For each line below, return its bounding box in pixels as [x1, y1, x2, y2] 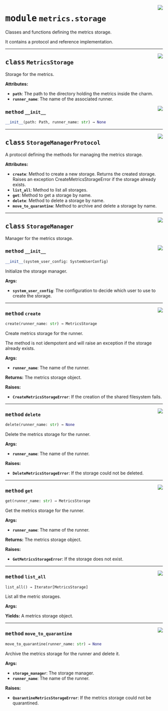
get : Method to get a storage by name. [12, 192, 92, 198]
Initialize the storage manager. [5, 268, 67, 274]
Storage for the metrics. [5, 71, 54, 77]
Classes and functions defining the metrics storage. [5, 29, 112, 35]
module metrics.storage [5, 13, 106, 24]
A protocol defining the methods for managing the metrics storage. [5, 151, 143, 157]
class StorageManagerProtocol [5, 138, 101, 147]
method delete [5, 411, 41, 417]
